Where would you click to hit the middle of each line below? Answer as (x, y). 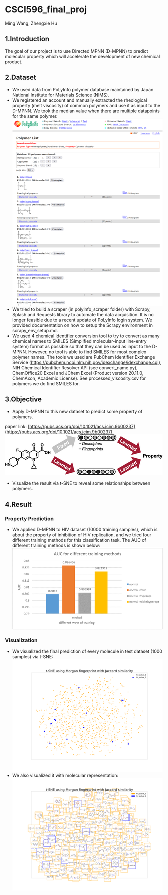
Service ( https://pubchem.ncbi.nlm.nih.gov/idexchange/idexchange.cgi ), (87, 362)
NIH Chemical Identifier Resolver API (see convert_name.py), (75, 368)
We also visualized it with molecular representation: (65, 775)
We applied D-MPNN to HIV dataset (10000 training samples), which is (85, 530)
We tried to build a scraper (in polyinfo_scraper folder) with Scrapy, (81, 309)
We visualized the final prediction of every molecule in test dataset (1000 (87, 651)
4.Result (19, 504)
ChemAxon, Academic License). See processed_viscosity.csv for (79, 378)
